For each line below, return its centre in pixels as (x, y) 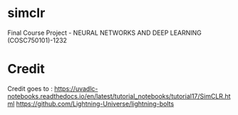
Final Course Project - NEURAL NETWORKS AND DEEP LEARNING (104, 33)
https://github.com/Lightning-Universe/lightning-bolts (95, 104)
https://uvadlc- (76, 88)
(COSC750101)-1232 (37, 40)
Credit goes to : (30, 88)
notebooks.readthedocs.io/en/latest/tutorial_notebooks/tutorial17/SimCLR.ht (119, 96)
